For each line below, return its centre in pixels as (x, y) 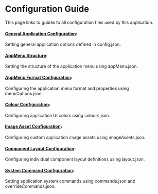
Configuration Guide (47, 9)
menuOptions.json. (24, 93)
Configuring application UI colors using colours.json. (58, 115)
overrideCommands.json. (30, 186)
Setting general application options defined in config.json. (63, 44)
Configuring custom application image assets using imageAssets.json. (75, 137)
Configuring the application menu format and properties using (67, 88)
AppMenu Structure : (26, 55)
